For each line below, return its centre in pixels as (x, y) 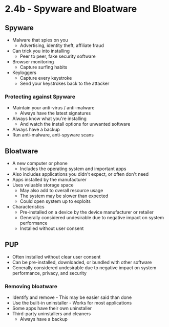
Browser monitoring (33, 62)
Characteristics (28, 207)
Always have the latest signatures (55, 113)
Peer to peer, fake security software (58, 56)
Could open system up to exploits (55, 201)
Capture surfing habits (44, 67)
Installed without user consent (52, 228)
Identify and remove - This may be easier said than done (72, 297)
